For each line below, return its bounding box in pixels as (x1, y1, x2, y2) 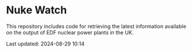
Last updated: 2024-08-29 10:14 (6, 40, 85, 47)
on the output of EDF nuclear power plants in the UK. (6, 29, 134, 36)
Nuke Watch (6, 3, 68, 17)
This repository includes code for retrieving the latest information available (6, 23, 187, 30)
